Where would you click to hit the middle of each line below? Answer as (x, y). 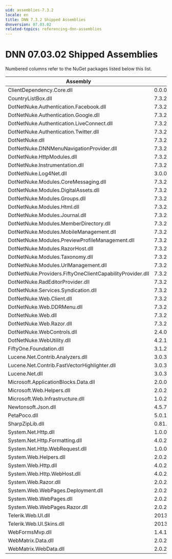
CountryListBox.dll (30, 99)
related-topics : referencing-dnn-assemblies (53, 29)
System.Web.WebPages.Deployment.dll (56, 491)
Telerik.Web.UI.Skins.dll (36, 524)
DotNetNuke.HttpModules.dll (42, 157)
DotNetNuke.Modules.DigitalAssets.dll (54, 190)
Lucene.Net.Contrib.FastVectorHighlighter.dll (62, 365)
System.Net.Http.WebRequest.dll (47, 449)
